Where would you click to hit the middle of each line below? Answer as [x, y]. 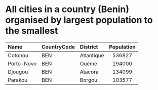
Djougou [18, 72]
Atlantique [92, 55]
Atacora [89, 72]
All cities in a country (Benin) [67, 9]
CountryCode [58, 47]
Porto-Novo [22, 63]
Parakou [18, 80]
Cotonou [18, 55]
